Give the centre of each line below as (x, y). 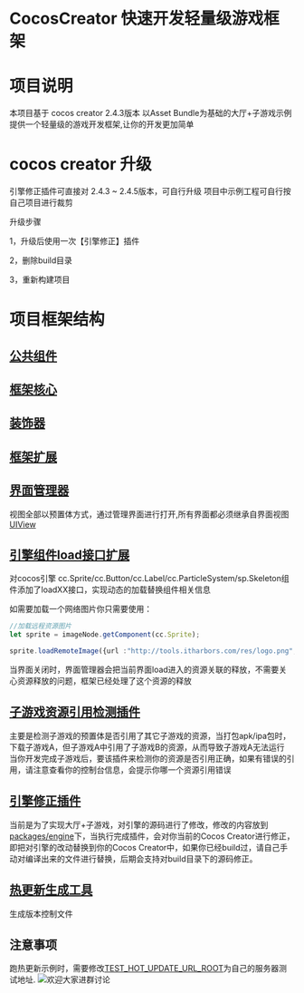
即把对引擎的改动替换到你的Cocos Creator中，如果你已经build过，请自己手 (149, 847)
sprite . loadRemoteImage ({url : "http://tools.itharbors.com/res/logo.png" (152, 651)
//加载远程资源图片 (41, 627)
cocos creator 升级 (81, 165)
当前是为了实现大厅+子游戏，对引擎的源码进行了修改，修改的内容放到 (139, 824)
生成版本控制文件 (41, 913)
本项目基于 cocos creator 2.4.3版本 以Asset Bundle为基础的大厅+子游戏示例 (151, 113)
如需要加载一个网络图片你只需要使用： (81, 609)
